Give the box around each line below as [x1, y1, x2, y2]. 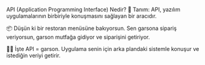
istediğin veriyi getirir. [6, 52, 61, 59]
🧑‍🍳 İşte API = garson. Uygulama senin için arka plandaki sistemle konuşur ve [6, 45, 199, 52]
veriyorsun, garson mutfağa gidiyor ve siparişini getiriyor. [6, 34, 150, 40]
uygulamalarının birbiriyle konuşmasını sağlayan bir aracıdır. [6, 12, 157, 20]
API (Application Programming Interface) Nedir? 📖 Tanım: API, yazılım [6, 6, 181, 13]
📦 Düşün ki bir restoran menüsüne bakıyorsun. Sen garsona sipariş [6, 25, 177, 32]
